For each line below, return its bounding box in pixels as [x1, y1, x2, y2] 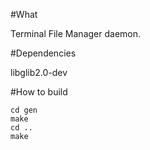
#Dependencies [10, 47, 77, 59]
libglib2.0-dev [10, 67, 68, 78]
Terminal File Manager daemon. [10, 28, 142, 39]
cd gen [10, 105, 38, 115]
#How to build [10, 86, 68, 98]
